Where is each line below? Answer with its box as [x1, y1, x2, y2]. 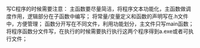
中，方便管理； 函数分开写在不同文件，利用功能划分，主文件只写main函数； [6, 20, 194, 27]
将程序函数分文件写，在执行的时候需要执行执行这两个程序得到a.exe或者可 [6, 28, 189, 35]
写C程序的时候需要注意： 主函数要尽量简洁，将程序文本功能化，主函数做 [6, 5, 186, 12]
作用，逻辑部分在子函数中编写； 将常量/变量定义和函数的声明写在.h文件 [11, 13, 189, 20]
